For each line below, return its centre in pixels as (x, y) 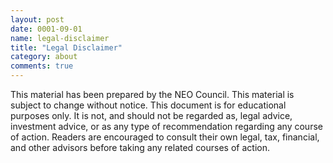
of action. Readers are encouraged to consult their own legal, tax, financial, (165, 137)
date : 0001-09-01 (46, 29)
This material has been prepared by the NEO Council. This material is (152, 94)
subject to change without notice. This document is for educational (148, 105)
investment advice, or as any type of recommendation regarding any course (166, 126)
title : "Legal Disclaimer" (66, 47)
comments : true (42, 66)
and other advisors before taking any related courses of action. (140, 147)
